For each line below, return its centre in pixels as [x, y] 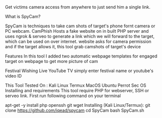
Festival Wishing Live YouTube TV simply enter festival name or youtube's [79, 71]
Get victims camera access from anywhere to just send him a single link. [78, 7]
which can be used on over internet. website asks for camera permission [78, 41]
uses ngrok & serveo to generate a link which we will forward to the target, [80, 36]
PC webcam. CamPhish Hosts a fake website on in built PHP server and [77, 31]
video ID [13, 76]
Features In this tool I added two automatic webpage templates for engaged [81, 56]
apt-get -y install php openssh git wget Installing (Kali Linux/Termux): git [78, 105]
